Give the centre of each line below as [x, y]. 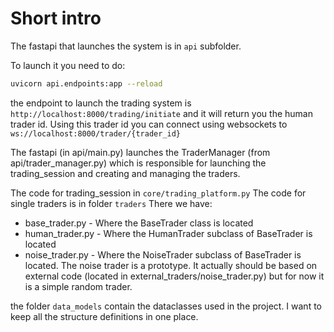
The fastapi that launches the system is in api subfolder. [126, 46]
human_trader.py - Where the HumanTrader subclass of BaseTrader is [168, 233]
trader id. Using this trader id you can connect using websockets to [149, 124]
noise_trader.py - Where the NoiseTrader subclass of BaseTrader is [163, 254]
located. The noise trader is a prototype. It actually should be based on [171, 265]
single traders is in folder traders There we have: [111, 203]
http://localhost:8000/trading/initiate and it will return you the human [161, 113]
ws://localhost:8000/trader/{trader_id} [96, 133]
